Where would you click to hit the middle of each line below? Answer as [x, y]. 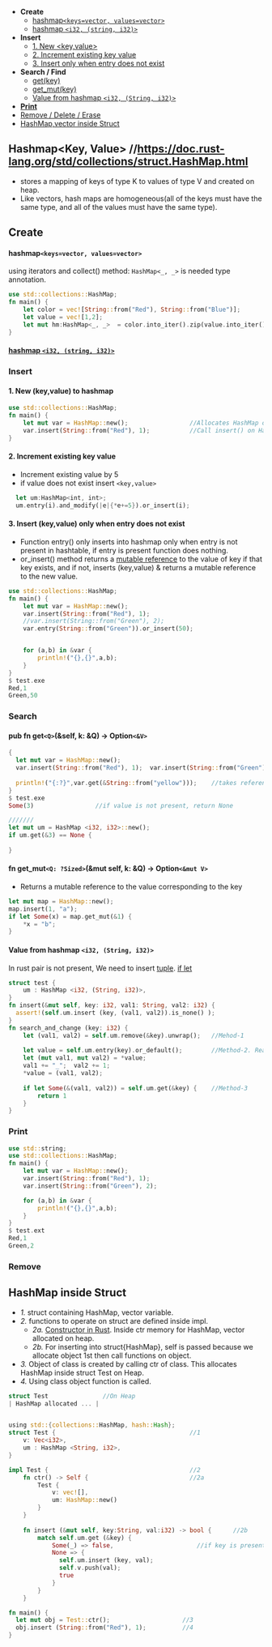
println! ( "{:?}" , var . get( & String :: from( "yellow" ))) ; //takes [126, 783]
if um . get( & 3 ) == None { [50, 835]
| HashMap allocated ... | [54, 1404]
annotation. [27, 279]
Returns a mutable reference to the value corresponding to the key [131, 886]
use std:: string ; [38, 1148]
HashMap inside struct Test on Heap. [82, 1372]
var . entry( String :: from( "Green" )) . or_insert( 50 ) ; [108, 629]
